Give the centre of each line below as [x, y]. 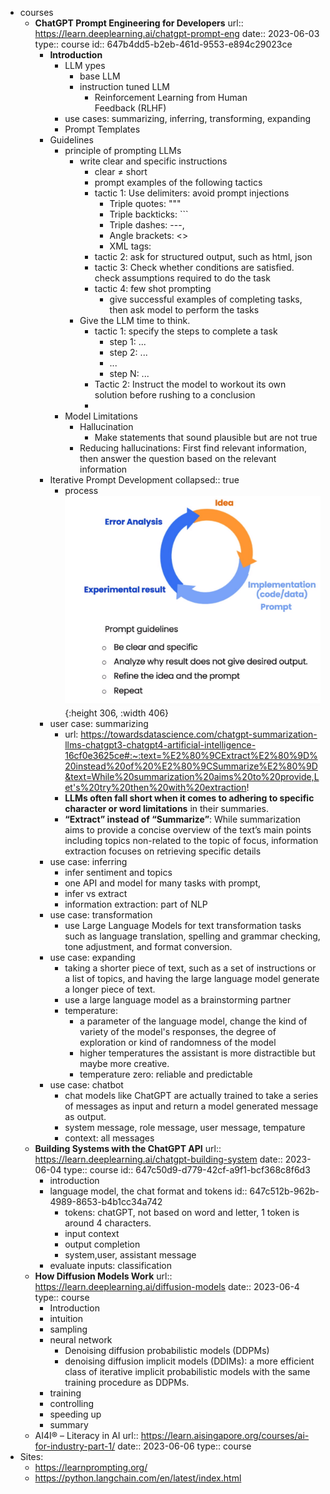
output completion [102, 1244]
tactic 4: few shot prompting [153, 288]
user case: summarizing [99, 724]
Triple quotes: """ [145, 203]
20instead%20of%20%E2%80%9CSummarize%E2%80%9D [191, 766]
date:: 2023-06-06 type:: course [184, 1446]
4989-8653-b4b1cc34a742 [106, 1202]
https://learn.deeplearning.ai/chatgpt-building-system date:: [158, 1159]
